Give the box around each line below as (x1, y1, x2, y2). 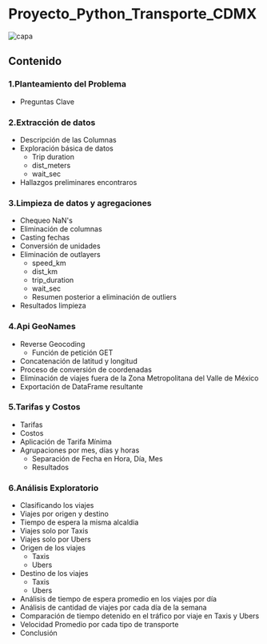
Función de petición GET (31, 348, 114, 357)
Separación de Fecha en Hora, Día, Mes (31, 453, 163, 463)
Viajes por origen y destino (19, 509, 110, 519)
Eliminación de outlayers (19, 250, 102, 260)
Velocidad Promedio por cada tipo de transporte (19, 620, 179, 630)
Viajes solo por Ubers (19, 534, 92, 545)
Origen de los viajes (19, 543, 86, 553)
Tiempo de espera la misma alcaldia (19, 517, 139, 527)
